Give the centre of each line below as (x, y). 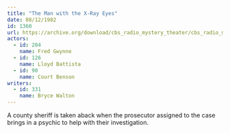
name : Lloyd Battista (50, 64)
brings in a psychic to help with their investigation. (78, 122)
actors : (18, 39)
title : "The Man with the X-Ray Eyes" (62, 13)
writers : (20, 83)
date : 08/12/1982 (32, 20)
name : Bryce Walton (47, 96)
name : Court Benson (47, 77)
